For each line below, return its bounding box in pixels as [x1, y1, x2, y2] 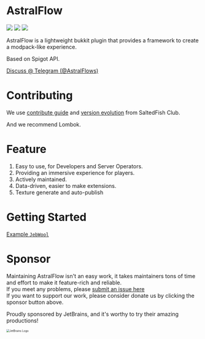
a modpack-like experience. [6, 43, 77, 50]
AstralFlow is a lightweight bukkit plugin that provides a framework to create [6, 36, 199, 44]
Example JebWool [6, 230, 49, 238]
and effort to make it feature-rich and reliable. [6, 279, 122, 286]
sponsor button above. [6, 298, 64, 306]
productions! [6, 317, 39, 324]
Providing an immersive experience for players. [15, 169, 135, 176]
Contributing [6, 88, 73, 103]
